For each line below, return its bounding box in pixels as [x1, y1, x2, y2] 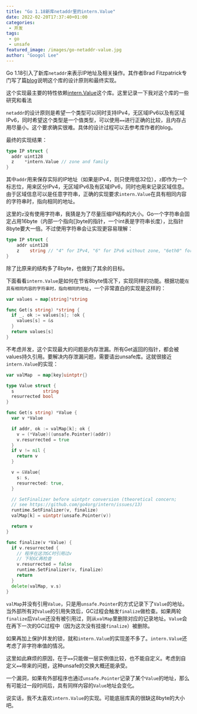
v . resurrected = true [16, 437, 69, 443]
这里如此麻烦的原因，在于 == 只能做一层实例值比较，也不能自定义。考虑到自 [6, 655, 186, 662]
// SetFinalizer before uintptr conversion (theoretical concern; [11, 496, 177, 502]
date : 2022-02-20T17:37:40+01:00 [6, 14, 88, 20]
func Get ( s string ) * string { [6, 307, 80, 313]
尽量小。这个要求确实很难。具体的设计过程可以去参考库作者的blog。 [11, 124, 176, 131]
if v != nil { [11, 448, 46, 454]
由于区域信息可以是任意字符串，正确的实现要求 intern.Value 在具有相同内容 [6, 191, 186, 198]
